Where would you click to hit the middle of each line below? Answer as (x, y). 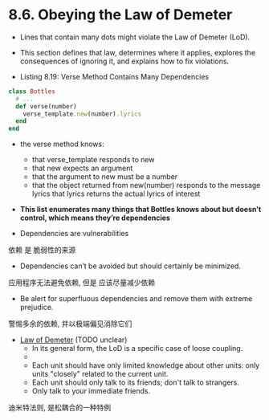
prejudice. (37, 308)
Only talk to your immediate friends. (91, 391)
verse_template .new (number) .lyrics (82, 114)
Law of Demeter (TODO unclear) (73, 340)
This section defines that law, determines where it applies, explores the (137, 52)
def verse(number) (47, 106)
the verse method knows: (62, 144)
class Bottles (32, 91)
